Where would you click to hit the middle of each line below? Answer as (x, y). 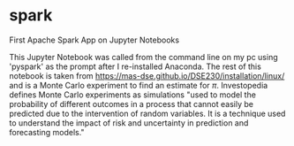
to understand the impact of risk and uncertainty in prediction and (129, 123)
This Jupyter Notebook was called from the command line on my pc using (143, 57)
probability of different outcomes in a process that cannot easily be (132, 104)
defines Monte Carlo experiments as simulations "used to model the (132, 95)
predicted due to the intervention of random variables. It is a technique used (147, 113)
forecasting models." (47, 132)
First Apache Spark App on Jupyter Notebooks (94, 40)
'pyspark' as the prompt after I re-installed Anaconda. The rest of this (136, 66)
